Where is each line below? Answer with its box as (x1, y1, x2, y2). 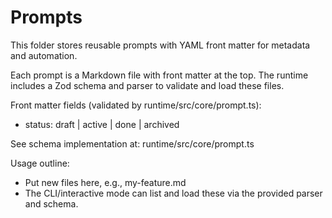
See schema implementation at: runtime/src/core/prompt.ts (10, 137, 255, 150)
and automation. (10, 49, 78, 61)
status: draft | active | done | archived (24, 118, 180, 130)
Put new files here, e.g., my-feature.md (24, 176, 187, 188)
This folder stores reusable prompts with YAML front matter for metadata (10, 39, 311, 51)
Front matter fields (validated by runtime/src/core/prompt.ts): (10, 99, 262, 111)
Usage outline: (10, 157, 70, 169)
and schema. (24, 197, 79, 210)
